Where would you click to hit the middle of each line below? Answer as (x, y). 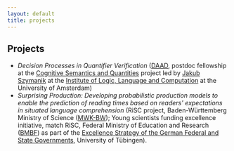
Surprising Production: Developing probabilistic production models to (118, 96)
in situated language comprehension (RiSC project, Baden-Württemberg (122, 110)
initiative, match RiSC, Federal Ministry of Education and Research (113, 125)
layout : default (31, 14)
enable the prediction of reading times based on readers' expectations (120, 103)
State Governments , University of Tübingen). (82, 140)
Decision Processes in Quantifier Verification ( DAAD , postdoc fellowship (122, 66)
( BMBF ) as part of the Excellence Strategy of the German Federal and (118, 133)
